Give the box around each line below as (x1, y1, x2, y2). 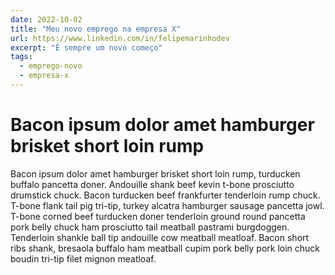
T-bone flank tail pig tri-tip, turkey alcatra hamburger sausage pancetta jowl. (10, 199, 325, 211)
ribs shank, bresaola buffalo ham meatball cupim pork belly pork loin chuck (10, 242, 321, 254)
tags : (10, 52, 33, 62)
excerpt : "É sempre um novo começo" (10, 42, 163, 53)
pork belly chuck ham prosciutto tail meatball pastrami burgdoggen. (10, 221, 290, 233)
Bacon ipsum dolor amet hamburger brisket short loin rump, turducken (10, 167, 301, 180)
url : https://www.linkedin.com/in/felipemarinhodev (10, 33, 230, 43)
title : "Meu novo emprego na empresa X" (10, 24, 182, 34)
